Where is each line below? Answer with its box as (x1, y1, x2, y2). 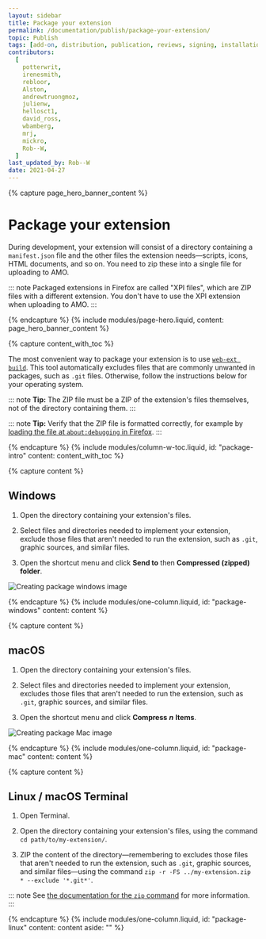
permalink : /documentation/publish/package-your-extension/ (8, 26, 211, 34)
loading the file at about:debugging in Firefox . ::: (8, 427, 162, 436)
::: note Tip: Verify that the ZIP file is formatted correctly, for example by (8, 418, 244, 428)
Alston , (22, 85, 47, 94)
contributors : (8, 48, 55, 56)
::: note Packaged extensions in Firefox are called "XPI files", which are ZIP (8, 282, 252, 292)
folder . (19, 566, 43, 576)
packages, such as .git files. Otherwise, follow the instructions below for (8, 370, 248, 381)
